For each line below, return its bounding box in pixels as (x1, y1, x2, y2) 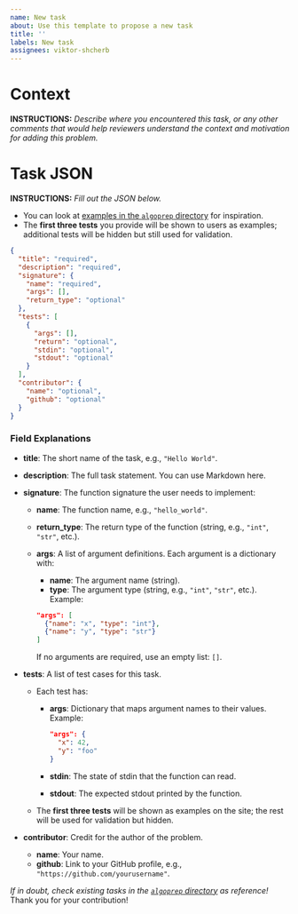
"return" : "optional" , (33, 337, 118, 346)
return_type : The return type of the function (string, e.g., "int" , (35, 521, 270, 532)
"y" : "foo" (57, 746, 98, 755)
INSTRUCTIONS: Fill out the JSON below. (10, 193, 162, 203)
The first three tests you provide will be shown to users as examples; (22, 219, 278, 230)
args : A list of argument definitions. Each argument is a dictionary (35, 548, 277, 559)
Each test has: (35, 686, 89, 697)
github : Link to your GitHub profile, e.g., (35, 858, 183, 869)
